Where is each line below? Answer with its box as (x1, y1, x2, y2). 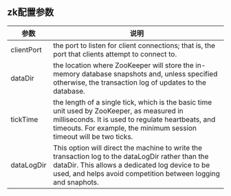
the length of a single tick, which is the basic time (52, 97, 212, 107)
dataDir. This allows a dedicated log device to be (52, 160, 210, 170)
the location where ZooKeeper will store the (52, 61, 194, 70)
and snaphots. (52, 177, 100, 187)
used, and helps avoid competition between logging (52, 168, 220, 178)
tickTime (10, 114, 38, 124)
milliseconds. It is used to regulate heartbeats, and (52, 114, 216, 124)
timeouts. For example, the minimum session (52, 123, 197, 133)
